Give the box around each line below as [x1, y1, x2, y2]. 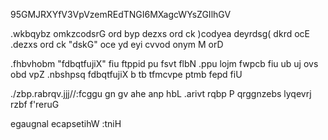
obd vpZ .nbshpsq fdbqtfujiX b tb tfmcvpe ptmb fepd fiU [10, 69, 243, 80]
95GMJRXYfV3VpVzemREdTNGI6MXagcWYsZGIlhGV [10, 9, 232, 20]
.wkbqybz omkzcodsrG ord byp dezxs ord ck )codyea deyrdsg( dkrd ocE [10, 28, 310, 39]
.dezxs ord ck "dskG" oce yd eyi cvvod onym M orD [10, 39, 224, 50]
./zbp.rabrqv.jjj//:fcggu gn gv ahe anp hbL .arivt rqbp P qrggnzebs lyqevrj [10, 88, 312, 99]
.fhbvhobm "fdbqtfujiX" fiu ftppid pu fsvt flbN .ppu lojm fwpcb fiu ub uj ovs [10, 58, 319, 69]
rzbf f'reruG [10, 99, 60, 110]
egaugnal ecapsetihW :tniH [10, 118, 122, 129]
